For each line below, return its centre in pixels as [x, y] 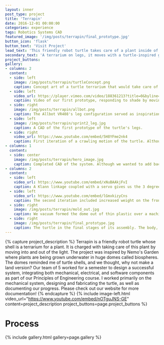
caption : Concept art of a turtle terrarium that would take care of [86, 87]
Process [22, 323]
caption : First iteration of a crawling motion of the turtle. [80, 141]
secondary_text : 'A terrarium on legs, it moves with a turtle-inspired [81, 55]
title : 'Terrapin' [24, 19]
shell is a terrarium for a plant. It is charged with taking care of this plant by [81, 247]
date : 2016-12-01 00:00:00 [32, 23]
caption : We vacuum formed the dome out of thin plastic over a [81, 214]
